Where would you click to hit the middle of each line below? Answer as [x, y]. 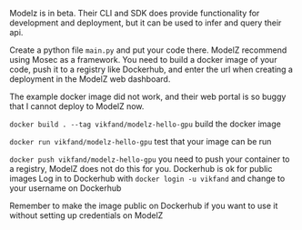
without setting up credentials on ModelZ [86, 215]
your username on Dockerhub [65, 188]
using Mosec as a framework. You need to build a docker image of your [143, 60]
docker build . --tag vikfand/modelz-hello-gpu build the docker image [146, 124]
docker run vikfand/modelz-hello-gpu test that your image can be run [141, 141]
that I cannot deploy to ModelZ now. [77, 106]
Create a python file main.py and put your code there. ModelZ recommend [148, 50]
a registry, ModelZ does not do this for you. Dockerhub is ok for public [141, 169]
